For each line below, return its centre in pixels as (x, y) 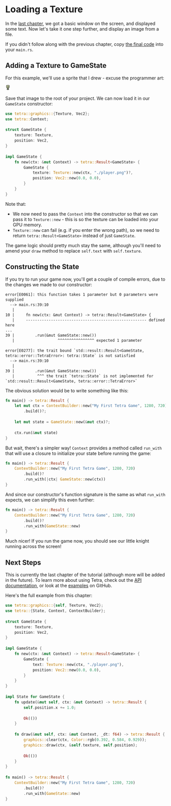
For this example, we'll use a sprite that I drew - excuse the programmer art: (85, 78)
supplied (15, 300)
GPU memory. (27, 225)
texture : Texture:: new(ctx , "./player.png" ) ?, (83, 173)
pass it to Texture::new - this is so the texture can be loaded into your (85, 219)
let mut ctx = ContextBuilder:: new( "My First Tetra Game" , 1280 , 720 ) (91, 406)
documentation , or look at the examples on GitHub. (59, 586)
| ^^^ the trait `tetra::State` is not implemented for (83, 376)
